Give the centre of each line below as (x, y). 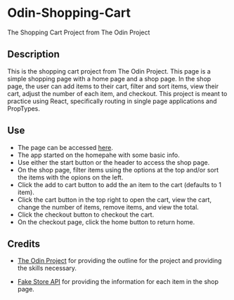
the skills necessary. (47, 268)
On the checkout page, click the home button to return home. (106, 221)
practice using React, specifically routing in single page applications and (112, 101)
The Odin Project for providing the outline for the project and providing (119, 261)
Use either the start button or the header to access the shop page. (113, 162)
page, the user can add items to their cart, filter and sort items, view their (113, 86)
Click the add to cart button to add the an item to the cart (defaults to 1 (119, 184)
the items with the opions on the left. (70, 177)
